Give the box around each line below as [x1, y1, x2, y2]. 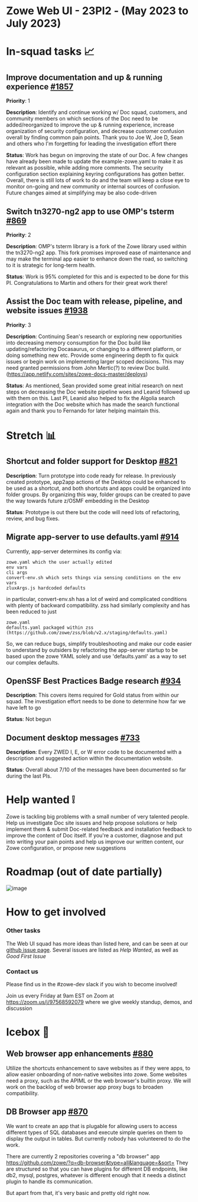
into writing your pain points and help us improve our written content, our [6, 838, 184, 846]
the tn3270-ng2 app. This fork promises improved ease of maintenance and [6, 249, 191, 256]
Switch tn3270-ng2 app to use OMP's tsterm [6, 206, 174, 216]
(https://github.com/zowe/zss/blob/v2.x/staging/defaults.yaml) [6, 629, 168, 636]
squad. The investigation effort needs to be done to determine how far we [6, 698, 186, 705]
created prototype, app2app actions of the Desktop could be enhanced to [6, 478, 186, 485]
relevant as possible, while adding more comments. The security [6, 164, 164, 171]
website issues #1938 [6, 306, 88, 316]
